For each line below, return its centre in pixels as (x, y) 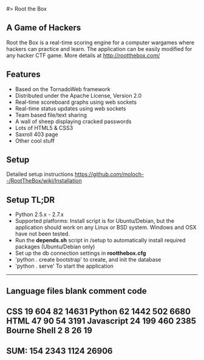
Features (23, 74)
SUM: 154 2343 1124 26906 (59, 351)
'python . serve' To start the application (64, 266)
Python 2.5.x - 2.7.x (39, 214)
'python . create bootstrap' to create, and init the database (88, 260)
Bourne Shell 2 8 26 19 (49, 331)
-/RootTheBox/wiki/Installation (44, 181)
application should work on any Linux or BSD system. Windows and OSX (106, 228)
